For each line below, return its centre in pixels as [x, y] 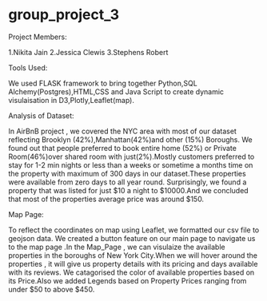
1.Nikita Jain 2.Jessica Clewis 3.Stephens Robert [88, 52]
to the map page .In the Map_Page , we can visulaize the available [117, 247]
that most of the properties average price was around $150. [106, 199]
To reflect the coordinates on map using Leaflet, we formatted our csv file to [134, 230]
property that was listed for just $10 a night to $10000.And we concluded [129, 190]
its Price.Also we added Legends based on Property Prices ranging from [128, 280]
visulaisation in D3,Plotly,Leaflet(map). [71, 100]
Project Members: [38, 37]
